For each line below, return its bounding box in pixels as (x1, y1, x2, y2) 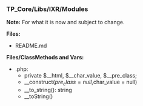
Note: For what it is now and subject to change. (6, 19, 125, 26)
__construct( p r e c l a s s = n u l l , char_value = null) (24, 78, 138, 87)
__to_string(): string (24, 87, 73, 94)
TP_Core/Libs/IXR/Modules (6, 5, 88, 13)
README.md (15, 42, 47, 50)
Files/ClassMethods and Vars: (6, 54, 84, 61)
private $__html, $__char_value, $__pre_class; (24, 72, 138, 79)
